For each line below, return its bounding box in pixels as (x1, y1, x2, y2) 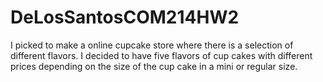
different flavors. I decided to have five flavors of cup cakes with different (10, 49, 313, 61)
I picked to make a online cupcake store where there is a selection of (10, 39, 294, 51)
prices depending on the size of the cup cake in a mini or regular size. (10, 60, 298, 72)
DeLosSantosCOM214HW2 (10, 6, 240, 29)
